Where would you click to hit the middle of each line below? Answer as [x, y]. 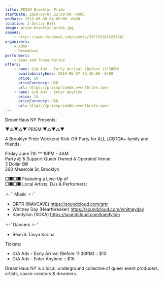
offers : [13, 64]
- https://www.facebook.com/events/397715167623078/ [69, 37]
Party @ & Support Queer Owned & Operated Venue [58, 159]
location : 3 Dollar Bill [31, 23]
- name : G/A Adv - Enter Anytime [48, 92]
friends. [13, 144]
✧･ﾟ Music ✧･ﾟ [20, 194]
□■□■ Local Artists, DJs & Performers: [46, 184]
